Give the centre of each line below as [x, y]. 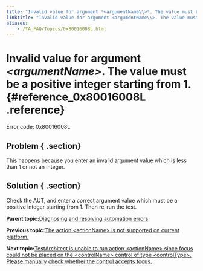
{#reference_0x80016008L [76, 97]
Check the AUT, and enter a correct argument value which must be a [92, 200]
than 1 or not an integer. [36, 167]
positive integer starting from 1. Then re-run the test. [72, 207]
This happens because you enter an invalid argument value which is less [97, 160]
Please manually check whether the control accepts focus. [79, 261]
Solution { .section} [44, 186]
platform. [18, 237]
